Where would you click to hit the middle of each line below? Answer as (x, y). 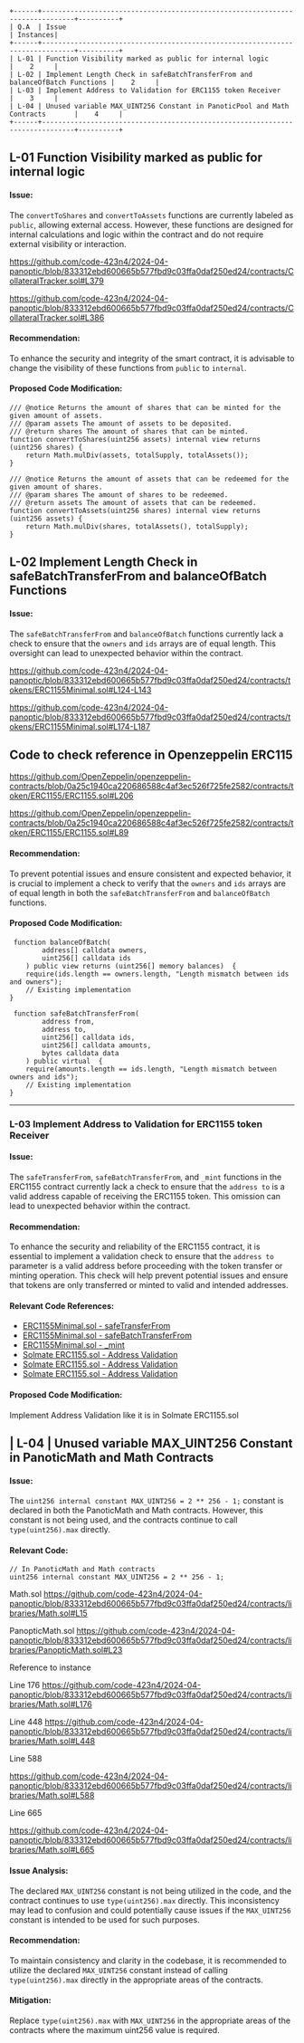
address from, (68, 1021)
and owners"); (36, 982)
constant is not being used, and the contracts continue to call (123, 1520)
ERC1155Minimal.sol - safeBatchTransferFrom (107, 1336)
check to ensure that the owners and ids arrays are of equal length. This (142, 643)
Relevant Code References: (62, 1305)
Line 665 (26, 1813)
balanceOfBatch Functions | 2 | (85, 82)
